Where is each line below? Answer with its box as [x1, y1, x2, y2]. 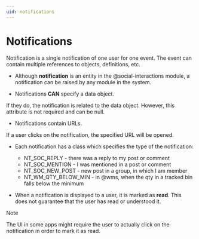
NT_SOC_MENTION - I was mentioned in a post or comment [23, 161, 172, 168]
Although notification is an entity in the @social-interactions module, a [14, 72, 190, 79]
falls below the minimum [23, 180, 84, 187]
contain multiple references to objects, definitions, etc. [6, 60, 140, 68]
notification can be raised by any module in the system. [14, 78, 151, 85]
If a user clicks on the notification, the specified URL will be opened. [6, 131, 174, 138]
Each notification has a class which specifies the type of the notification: [14, 143, 194, 150]
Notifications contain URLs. [14, 119, 82, 127]
